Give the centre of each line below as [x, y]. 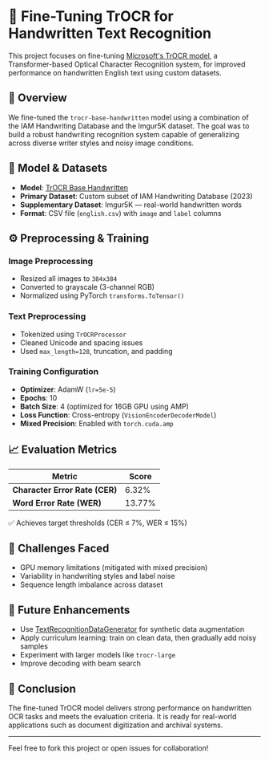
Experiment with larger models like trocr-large [98, 655]
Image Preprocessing [51, 261]
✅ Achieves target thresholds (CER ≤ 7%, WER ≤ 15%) [98, 523]
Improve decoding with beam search [80, 663]
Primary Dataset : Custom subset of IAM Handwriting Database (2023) [137, 196]
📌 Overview [38, 98]
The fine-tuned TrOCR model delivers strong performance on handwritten [130, 708]
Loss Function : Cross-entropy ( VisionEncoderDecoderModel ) [118, 415]
